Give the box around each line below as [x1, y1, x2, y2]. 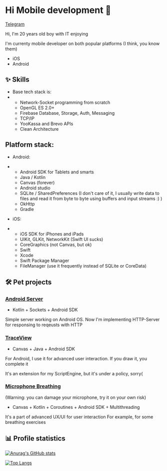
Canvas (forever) [19, 179, 55, 185]
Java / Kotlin [19, 174, 46, 180]
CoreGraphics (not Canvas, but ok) [19, 242, 92, 248]
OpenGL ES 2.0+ [19, 105, 55, 111]
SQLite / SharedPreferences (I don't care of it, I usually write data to [19, 190, 160, 196]
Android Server [5, 295, 43, 302]
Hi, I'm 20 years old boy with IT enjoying [5, 31, 88, 37]
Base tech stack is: [12, 89, 51, 95]
